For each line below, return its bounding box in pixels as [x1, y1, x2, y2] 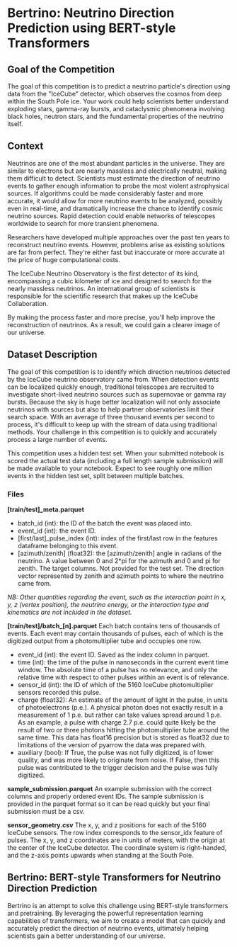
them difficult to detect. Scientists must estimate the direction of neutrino [7, 174, 221, 182]
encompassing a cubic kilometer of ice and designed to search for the [7, 276, 212, 285]
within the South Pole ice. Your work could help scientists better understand [7, 97, 229, 106]
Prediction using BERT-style [7, 20, 176, 36]
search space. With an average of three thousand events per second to [7, 412, 215, 421]
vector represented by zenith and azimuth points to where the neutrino [17, 572, 224, 580]
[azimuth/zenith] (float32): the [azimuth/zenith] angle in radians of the [17, 549, 222, 557]
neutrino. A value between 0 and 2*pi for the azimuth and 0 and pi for [17, 556, 221, 565]
